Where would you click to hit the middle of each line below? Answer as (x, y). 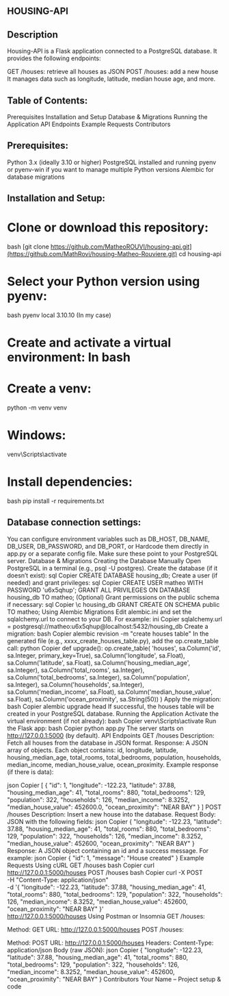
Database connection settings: (74, 522)
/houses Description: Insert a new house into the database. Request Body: (112, 814)
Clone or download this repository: (108, 228)
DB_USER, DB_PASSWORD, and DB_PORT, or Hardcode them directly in (108, 546)
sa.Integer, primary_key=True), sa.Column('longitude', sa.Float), (96, 655)
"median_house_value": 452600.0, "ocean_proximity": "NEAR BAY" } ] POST (114, 807)
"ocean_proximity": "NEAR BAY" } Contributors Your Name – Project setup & (114, 979)
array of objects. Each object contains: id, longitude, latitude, (93, 750)
